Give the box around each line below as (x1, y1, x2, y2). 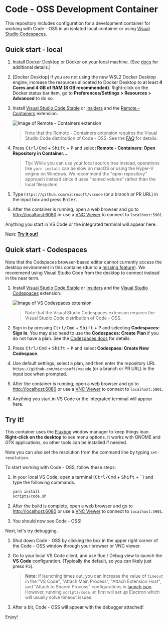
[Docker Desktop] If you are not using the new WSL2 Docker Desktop (12, 74, 156, 80)
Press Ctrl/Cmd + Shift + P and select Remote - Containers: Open (12, 145, 155, 151)
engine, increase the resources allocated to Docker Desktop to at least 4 (12, 79, 162, 85)
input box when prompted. (12, 371, 68, 377)
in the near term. (5, 275, 40, 281)
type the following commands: (12, 479, 75, 486)
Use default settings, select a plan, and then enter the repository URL (12, 360, 155, 366)
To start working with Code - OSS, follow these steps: (5, 464, 116, 471)
